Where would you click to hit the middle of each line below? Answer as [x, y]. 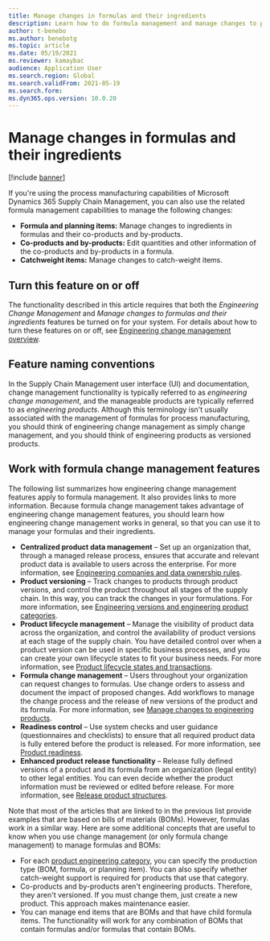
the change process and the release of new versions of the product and [139, 701]
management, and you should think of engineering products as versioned [130, 435]
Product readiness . [51, 752]
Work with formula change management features [134, 469]
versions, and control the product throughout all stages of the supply [134, 590]
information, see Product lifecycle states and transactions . [116, 666]
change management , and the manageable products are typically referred [131, 400]
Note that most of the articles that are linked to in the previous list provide [130, 810]
